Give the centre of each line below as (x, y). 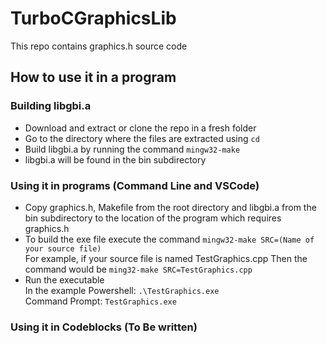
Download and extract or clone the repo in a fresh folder (140, 128)
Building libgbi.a (51, 106)
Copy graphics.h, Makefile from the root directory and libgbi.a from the (170, 207)
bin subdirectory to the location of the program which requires (153, 218)
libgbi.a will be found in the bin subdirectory (115, 159)
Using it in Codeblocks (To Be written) (104, 327)
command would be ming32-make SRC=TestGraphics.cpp (138, 269)
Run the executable (64, 279)
